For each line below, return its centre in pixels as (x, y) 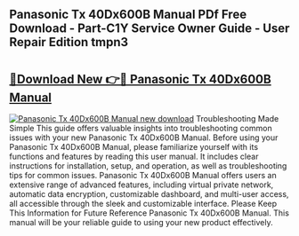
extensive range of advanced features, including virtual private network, (141, 185)
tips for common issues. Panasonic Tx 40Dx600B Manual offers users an (143, 175)
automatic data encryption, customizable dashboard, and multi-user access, (149, 194)
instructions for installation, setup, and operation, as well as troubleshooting (148, 166)
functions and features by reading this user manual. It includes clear (134, 156)
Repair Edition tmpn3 (69, 42)
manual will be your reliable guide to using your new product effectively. (141, 222)
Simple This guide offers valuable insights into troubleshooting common (141, 128)
